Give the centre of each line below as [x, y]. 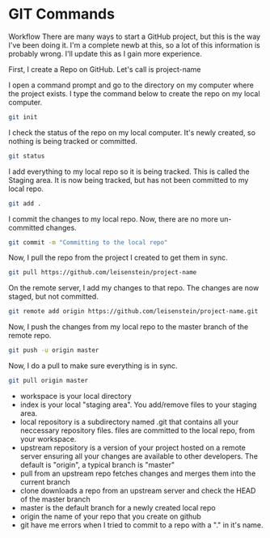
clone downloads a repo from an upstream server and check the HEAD [138, 490]
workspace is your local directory [76, 396]
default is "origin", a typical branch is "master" [97, 464]
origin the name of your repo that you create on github [111, 516]
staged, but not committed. [53, 297]
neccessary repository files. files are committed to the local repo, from [137, 430]
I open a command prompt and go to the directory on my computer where [131, 85]
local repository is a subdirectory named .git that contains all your [129, 422]
